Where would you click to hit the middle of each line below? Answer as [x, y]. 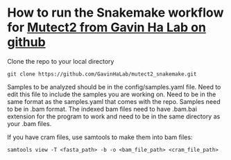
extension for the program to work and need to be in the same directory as [114, 116]
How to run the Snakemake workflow [115, 13]
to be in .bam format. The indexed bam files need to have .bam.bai [102, 109]
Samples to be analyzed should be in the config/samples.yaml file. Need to [114, 87]
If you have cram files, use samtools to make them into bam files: [100, 137]
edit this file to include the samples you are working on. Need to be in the [112, 94]
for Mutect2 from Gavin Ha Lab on [107, 27]
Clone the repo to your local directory [61, 61]
